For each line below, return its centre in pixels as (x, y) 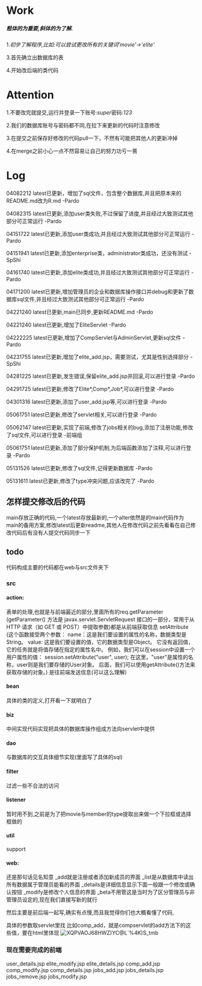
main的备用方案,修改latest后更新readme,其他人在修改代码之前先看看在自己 (98, 525)
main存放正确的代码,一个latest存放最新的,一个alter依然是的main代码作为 (95, 517)
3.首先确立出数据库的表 (35, 57)
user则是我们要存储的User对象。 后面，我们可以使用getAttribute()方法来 (106, 664)
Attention (30, 95)
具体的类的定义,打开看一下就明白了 (49, 700)
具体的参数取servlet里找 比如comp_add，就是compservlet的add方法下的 (96, 925)
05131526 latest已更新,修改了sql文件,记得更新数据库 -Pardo (80, 468)
